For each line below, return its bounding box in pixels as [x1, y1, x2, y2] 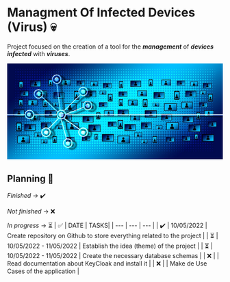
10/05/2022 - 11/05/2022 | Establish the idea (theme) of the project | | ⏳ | [7, 242, 214, 250]
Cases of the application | [7, 267, 80, 275]
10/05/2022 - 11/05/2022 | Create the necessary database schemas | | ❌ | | [7, 251, 219, 259]
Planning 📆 [7, 172, 54, 184]
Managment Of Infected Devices [7, 5, 196, 21]
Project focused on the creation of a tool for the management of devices [7, 42, 214, 51]
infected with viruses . [7, 49, 71, 57]
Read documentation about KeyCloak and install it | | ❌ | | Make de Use [7, 259, 207, 268]
